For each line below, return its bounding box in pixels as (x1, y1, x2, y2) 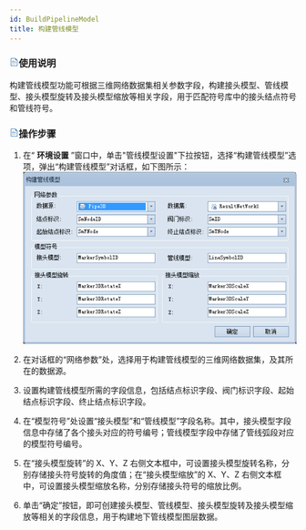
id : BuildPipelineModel (9, 15, 100, 24)
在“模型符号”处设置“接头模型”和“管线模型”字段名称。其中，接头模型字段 (22, 415, 291, 427)
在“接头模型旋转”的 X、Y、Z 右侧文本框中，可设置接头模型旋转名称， (22, 458, 282, 469)
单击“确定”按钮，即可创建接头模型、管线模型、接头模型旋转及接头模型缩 (22, 500, 294, 511)
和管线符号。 (9, 102, 57, 113)
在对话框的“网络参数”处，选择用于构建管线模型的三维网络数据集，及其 (22, 354, 286, 365)
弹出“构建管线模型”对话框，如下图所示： (38, 161, 190, 172)
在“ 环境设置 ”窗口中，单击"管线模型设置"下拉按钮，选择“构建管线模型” (22, 150, 289, 161)
